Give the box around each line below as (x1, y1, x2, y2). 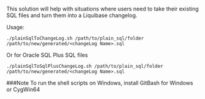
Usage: (6, 24, 25, 31)
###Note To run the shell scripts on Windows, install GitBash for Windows (6, 79, 193, 86)
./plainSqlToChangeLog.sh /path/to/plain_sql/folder (6, 35, 144, 42)
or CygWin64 (6, 86, 41, 93)
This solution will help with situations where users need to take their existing (6, 5, 199, 12)
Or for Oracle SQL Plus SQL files (6, 51, 88, 59)
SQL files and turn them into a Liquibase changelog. (6, 12, 137, 19)
